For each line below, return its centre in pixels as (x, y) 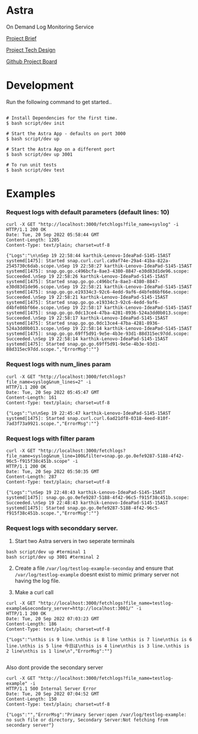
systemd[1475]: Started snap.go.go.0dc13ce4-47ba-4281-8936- (83, 324)
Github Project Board (32, 61)
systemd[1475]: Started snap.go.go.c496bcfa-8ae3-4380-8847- (83, 282)
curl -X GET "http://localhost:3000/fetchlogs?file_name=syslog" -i (92, 225)
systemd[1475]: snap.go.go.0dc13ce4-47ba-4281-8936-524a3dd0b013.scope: (98, 313)
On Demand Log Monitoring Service (50, 27)
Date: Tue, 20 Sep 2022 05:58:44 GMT (53, 235)
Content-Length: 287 (32, 476)
